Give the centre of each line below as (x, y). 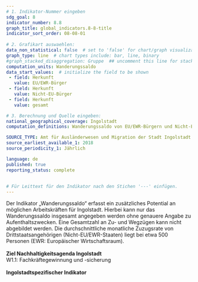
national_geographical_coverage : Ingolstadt (62, 121)
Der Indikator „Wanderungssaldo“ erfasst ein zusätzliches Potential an (91, 203)
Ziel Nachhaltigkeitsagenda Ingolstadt (54, 254)
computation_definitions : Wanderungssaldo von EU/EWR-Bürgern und (89, 127)
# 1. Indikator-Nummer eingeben (46, 12)
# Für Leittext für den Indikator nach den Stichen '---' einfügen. (92, 187)
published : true (26, 164)
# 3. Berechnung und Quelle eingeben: (54, 116)
